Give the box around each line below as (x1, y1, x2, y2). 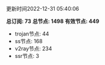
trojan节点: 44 (14, 30, 49, 37)
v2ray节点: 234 (14, 45, 52, 52)
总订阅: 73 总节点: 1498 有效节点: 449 (6, 18, 100, 25)
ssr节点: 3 (14, 53, 40, 59)
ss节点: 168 (14, 38, 43, 44)
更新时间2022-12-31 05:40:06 (6, 5, 79, 12)
